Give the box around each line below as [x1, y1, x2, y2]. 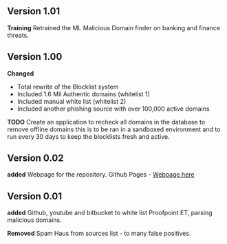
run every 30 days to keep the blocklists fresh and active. [7, 132, 170, 140]
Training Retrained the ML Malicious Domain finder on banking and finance [7, 23, 221, 32]
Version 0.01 [7, 190, 62, 202]
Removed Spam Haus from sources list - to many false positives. [7, 230, 191, 238]
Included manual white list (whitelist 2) [17, 97, 127, 105]
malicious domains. [7, 216, 62, 224]
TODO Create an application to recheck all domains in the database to [7, 118, 206, 126]
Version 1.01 [7, 5, 61, 17]
